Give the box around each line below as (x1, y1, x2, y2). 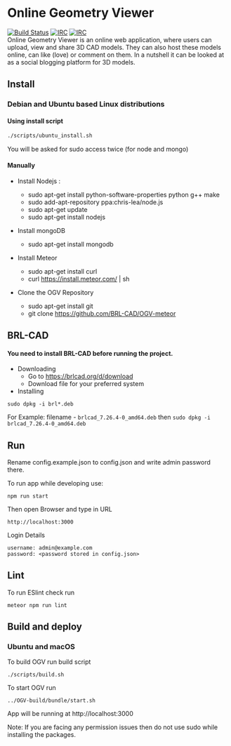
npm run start (7, 493, 49, 500)
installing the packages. (7, 731, 76, 739)
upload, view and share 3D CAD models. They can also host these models (7, 43, 221, 51)
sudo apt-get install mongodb (27, 240, 114, 248)
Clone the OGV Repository (17, 288, 94, 296)
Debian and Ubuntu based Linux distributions (7, 100, 165, 109)
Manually (7, 161, 35, 169)
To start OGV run (7, 684, 56, 692)
